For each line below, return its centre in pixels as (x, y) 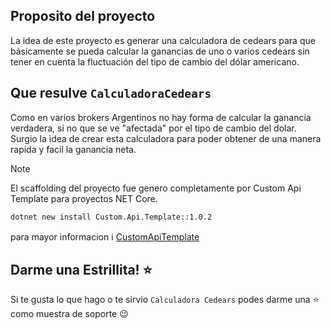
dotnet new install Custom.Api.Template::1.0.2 (111, 217)
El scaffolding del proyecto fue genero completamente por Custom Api (156, 188)
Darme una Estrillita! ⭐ (81, 269)
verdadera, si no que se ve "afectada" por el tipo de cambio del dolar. (153, 128)
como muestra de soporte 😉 (69, 314)
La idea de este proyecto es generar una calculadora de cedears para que (163, 40)
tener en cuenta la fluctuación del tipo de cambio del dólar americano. (155, 61)
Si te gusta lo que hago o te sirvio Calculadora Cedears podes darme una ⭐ (165, 300)
